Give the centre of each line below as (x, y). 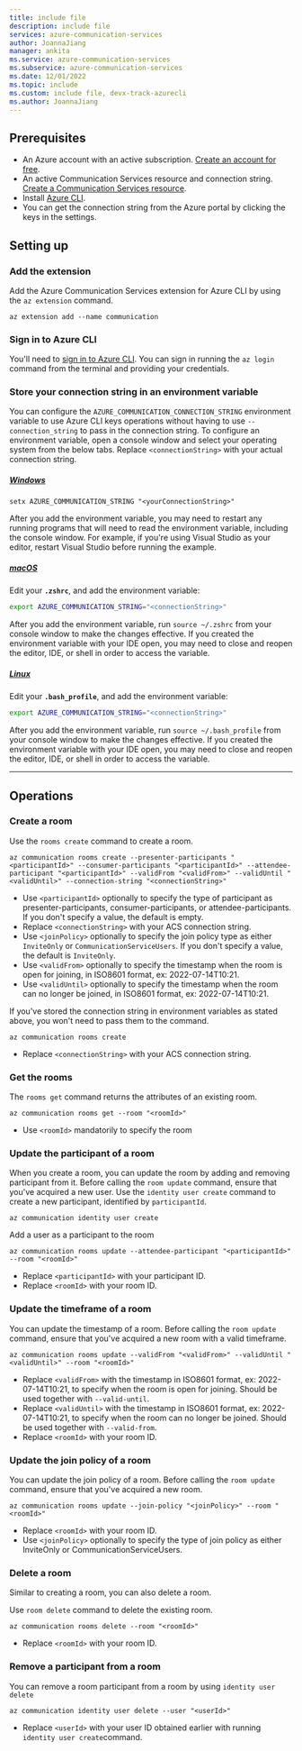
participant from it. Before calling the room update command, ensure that (143, 1182)
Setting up (39, 246)
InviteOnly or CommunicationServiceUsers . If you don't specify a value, (152, 945)
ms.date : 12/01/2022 (48, 77)
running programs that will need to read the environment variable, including (149, 528)
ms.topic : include (44, 85)
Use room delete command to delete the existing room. (111, 1610)
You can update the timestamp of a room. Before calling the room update (143, 1328)
